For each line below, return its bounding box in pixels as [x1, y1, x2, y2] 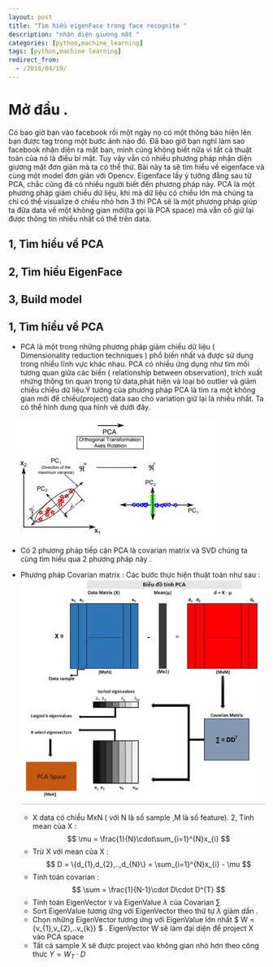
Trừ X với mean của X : [32, 846, 109, 856]
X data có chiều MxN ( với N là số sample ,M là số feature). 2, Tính [32, 813, 254, 822]
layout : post [8, 13, 53, 21]
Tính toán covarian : [32, 872, 100, 882]
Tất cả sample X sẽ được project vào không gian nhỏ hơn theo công [32, 940, 260, 950]
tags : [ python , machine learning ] [8, 47, 122, 56]
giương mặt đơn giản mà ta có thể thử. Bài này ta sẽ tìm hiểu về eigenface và [8, 162, 265, 171]
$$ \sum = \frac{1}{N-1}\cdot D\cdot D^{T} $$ [71, 884, 226, 894]
